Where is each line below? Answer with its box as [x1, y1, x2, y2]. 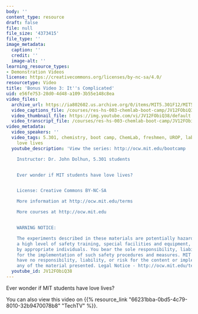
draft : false [6, 19, 38, 25]
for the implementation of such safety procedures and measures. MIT [16, 252, 192, 258]
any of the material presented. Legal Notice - [16, 263, 136, 269]
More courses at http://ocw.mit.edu [16, 209, 107, 215]
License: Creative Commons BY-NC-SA [16, 188, 107, 194]
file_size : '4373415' [6, 31, 60, 37]
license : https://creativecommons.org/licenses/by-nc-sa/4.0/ [6, 74, 162, 80]
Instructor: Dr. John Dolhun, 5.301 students [16, 156, 131, 162]
